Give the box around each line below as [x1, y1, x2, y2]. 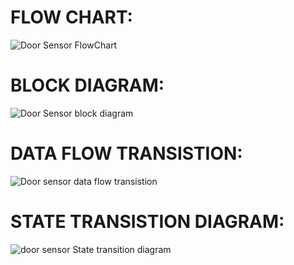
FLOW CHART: [10, 6, 133, 29]
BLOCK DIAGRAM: [10, 74, 165, 97]
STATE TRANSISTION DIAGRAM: [10, 211, 285, 233]
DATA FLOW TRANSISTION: [10, 142, 243, 165]
